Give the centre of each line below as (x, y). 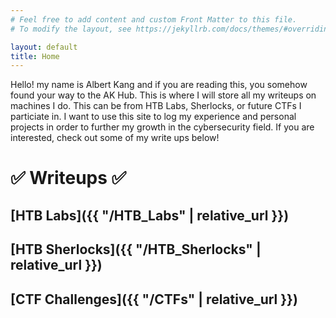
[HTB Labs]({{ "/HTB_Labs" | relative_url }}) (150, 215)
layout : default (44, 47)
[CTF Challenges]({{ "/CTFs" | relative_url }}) (154, 299)
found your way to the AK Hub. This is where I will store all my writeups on (163, 95)
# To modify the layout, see (71, 29)
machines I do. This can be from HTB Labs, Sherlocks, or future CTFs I (156, 106)
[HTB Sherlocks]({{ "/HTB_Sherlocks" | (136, 249)
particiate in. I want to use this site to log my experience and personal (153, 117)
